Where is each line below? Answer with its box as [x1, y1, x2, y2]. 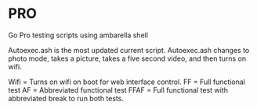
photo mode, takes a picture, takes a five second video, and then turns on [8, 54, 247, 63]
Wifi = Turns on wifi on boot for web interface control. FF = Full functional [8, 77, 245, 86]
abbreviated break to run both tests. [8, 93, 124, 103]
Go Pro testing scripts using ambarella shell [8, 30, 149, 40]
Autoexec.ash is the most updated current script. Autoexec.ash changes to [8, 45, 250, 54]
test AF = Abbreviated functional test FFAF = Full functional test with [8, 85, 229, 94]
